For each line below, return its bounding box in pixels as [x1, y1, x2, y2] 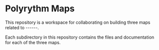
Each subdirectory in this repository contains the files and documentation [5, 34, 155, 40]
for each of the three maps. [5, 39, 61, 45]
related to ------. [5, 24, 40, 30]
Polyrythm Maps [5, 3, 75, 14]
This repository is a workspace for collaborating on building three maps [5, 19, 151, 25]
